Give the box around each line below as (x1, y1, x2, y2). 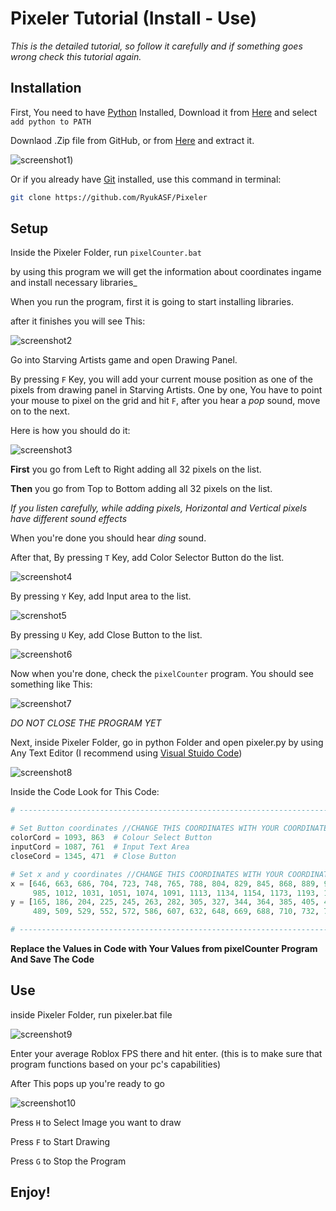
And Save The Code (10, 953, 95, 966)
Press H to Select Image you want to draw (10, 1116, 182, 1128)
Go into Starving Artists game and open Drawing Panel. (10, 354, 238, 366)
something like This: (10, 678, 93, 691)
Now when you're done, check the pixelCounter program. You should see (10, 668, 314, 680)
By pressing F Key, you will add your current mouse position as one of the (10, 373, 313, 386)
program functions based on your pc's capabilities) (10, 1058, 222, 1070)
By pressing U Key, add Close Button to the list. (10, 629, 203, 641)
